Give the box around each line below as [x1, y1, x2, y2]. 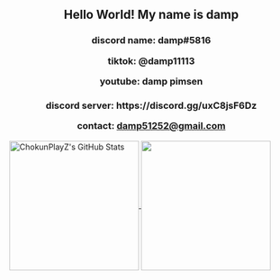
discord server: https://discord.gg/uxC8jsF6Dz [45, 99, 257, 112]
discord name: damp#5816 [91, 34, 212, 47]
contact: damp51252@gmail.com [77, 120, 226, 132]
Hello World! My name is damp [63, 7, 239, 23]
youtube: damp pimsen [99, 76, 203, 88]
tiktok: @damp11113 [107, 54, 195, 67]
